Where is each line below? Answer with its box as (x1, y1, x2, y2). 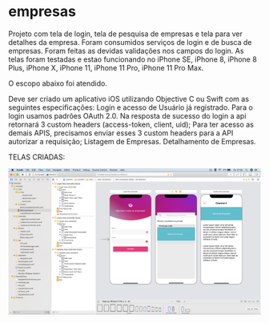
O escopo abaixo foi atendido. (8, 79, 108, 88)
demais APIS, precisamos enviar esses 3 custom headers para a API (8, 127, 234, 138)
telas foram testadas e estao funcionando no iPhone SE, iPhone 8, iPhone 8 (8, 55, 258, 64)
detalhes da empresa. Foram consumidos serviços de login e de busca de (8, 37, 252, 46)
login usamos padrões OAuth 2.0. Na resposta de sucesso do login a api (8, 111, 247, 120)
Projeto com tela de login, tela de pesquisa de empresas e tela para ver (8, 29, 243, 38)
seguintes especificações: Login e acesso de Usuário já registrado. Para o (8, 103, 254, 112)
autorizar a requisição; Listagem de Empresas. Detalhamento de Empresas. (8, 136, 256, 146)
